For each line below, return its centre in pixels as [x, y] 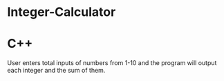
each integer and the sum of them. [56, 71]
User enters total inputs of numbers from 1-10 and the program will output [112, 63]
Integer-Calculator [62, 12]
